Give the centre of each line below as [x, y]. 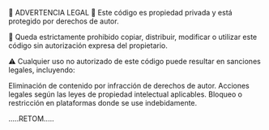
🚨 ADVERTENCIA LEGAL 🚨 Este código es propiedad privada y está [120, 13]
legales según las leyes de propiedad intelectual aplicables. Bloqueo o [126, 94]
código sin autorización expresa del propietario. [88, 45]
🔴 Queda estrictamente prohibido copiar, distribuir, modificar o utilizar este [133, 37]
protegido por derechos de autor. [64, 21]
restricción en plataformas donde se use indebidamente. [103, 103]
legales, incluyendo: [42, 70]
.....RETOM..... [31, 119]
